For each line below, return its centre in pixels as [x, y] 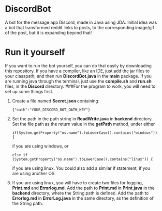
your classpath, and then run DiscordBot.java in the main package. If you [78, 76]
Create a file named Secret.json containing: [56, 101]
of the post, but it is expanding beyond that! [49, 32]
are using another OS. [34, 173]
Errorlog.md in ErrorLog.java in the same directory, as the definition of [83, 198]
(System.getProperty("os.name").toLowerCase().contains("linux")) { [82, 159]
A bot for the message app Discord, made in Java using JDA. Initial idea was [81, 22]
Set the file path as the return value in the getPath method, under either [83, 124]
